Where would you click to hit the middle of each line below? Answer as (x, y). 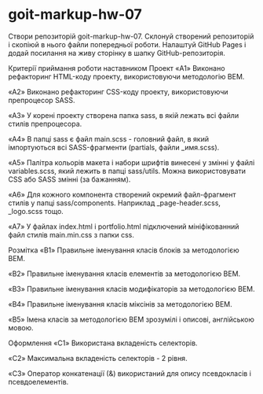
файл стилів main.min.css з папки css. (71, 234)
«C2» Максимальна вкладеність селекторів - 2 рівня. (98, 358)
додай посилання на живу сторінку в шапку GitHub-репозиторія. (117, 53)
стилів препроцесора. (45, 123)
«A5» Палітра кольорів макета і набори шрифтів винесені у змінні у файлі (131, 162)
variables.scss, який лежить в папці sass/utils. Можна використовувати (127, 171)
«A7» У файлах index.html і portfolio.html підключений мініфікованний (124, 226)
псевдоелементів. (38, 381)
